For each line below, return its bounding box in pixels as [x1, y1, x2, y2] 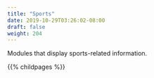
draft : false [7, 23, 46, 30]
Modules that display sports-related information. [7, 49, 148, 58]
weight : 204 [7, 30, 42, 37]
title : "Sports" [7, 10, 55, 18]
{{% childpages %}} [7, 63, 65, 71]
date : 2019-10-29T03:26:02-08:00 [7, 17, 105, 24]
